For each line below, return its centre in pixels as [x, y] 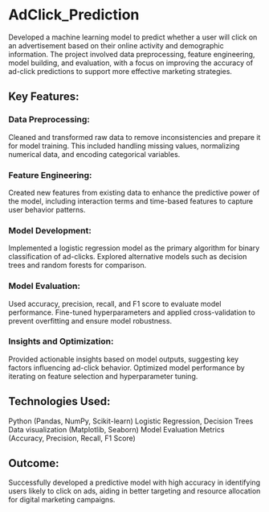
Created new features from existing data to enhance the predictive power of [134, 192]
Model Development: [50, 230]
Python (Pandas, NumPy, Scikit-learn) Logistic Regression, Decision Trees [131, 421]
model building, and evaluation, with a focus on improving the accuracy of [131, 63]
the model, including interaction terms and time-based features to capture [131, 201]
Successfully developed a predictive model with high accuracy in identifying [134, 483]
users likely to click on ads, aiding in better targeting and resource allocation [134, 491]
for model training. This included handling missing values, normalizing [124, 146]
